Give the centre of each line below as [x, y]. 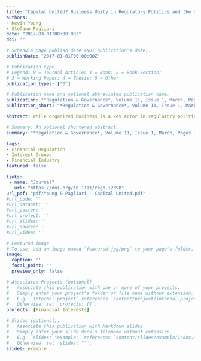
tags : [13, 144]
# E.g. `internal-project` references [57, 299]
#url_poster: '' [26, 210]
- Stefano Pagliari [31, 28]
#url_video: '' [25, 232]
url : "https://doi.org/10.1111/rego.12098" [69, 188]
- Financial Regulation [36, 149]
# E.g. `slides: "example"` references [59, 337]
